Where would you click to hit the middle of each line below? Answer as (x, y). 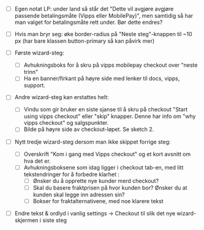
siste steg (55, 220)
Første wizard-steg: (40, 53)
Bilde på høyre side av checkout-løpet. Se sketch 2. (89, 129)
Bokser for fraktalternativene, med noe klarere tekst (98, 201)
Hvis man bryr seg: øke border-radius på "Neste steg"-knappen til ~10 (103, 34)
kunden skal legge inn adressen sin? (79, 195)
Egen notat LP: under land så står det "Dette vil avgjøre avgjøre (94, 9)
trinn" (31, 72)
